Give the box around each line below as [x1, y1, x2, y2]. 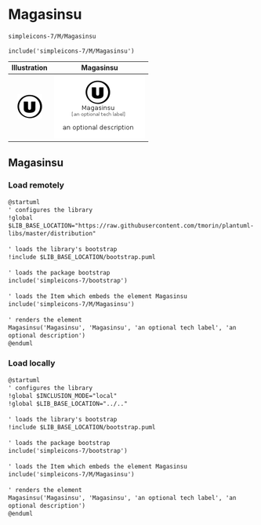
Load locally [8, 357, 56, 368]
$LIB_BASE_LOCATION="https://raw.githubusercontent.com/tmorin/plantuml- [8, 221, 255, 229]
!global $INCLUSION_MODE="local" [8, 392, 118, 400]
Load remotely [8, 179, 65, 190]
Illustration [11, 63, 49, 72]
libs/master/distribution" [8, 229, 96, 237]
